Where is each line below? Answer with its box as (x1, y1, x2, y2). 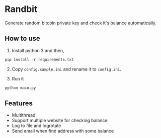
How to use (4, 34, 40, 43)
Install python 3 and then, (11, 47, 64, 53)
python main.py (4, 85, 36, 90)
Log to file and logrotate (11, 123, 62, 129)
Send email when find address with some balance (11, 128, 114, 134)
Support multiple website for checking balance (11, 118, 108, 124)
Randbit (4, 3, 38, 15)
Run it (11, 75, 24, 81)
